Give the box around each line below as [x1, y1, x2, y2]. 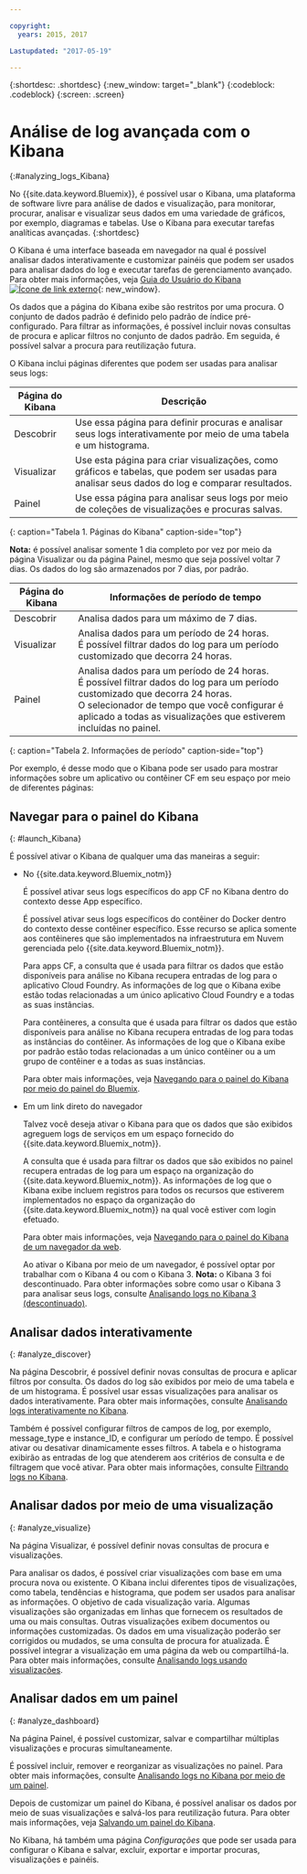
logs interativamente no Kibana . [9, 1404, 130, 1416]
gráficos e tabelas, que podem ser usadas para [74, 465, 277, 478]
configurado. [9, 321, 58, 332]
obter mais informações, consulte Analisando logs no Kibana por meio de [9, 1770, 286, 1781]
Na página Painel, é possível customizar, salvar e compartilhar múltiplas [9, 1732, 280, 1743]
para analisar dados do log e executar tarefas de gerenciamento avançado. [9, 264, 292, 275]
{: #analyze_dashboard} [9, 1715, 100, 1726]
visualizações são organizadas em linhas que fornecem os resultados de [9, 1605, 283, 1617]
